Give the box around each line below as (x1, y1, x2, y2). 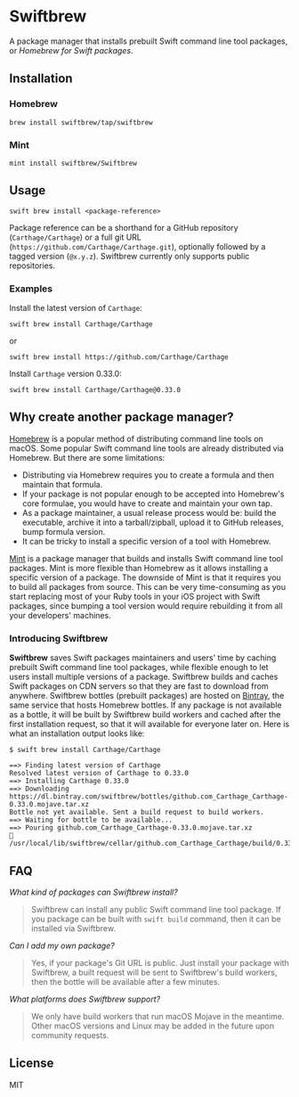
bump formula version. (21, 526, 106, 536)
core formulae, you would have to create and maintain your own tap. (21, 497, 273, 509)
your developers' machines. (9, 610, 111, 620)
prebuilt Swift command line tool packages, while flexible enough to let (9, 662, 269, 673)
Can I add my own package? (9, 940, 116, 951)
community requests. (30, 1029, 109, 1040)
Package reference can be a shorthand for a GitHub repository (9, 222, 238, 233)
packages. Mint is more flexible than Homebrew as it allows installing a (9, 562, 269, 573)
